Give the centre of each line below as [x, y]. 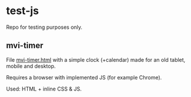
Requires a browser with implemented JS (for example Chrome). [84, 77]
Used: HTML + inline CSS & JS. [44, 89]
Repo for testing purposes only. [44, 27]
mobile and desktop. [31, 66]
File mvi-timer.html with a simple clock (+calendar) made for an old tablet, [96, 59]
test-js [23, 11]
